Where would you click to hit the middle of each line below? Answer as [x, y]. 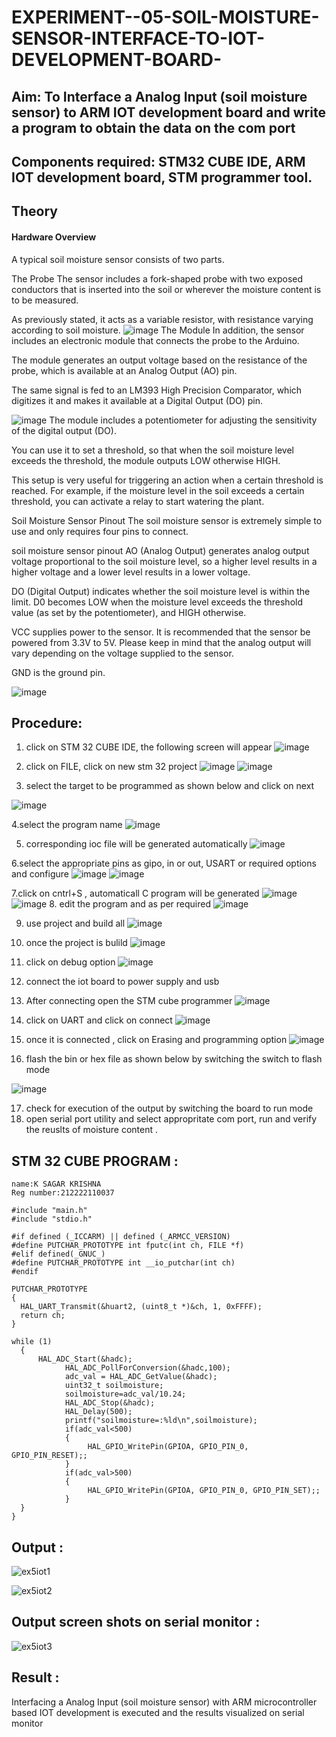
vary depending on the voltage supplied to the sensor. [122, 653]
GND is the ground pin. [58, 672]
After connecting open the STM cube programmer [129, 1001]
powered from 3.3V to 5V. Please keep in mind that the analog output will [161, 642]
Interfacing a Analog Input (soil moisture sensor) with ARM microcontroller [164, 1702]
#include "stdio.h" [52, 1219]
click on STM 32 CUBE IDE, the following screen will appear [149, 747]
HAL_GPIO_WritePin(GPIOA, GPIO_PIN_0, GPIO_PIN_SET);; [204, 1491]
